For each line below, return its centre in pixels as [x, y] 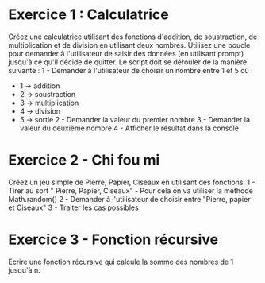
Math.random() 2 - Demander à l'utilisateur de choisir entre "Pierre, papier [129, 199]
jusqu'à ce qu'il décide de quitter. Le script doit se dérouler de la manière [128, 62]
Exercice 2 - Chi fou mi [84, 160]
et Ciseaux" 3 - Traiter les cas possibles [73, 207]
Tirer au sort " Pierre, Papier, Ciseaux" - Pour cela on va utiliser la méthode [131, 190]
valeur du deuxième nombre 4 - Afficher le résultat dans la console [129, 128]
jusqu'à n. [25, 270]
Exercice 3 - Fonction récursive [113, 240]
